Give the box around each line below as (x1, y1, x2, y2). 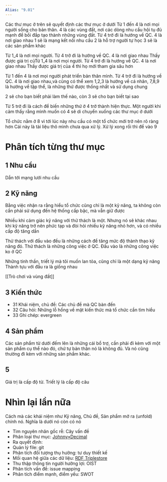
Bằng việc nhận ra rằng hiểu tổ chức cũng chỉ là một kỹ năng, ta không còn (5, 202, 161, 209)
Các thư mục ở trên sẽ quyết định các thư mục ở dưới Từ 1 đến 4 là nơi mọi (5, 21, 159, 27)
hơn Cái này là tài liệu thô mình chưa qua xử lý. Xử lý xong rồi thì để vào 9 (5, 123, 157, 129)
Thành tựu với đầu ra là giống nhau (5, 264, 78, 270)
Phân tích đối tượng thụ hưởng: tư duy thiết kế (12, 449, 108, 456)
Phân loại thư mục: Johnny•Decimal (12, 434, 88, 440)
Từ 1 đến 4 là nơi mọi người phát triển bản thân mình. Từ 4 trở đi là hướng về (5, 73, 162, 79)
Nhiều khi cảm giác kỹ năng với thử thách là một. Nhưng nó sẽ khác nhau (5, 218, 157, 224)
